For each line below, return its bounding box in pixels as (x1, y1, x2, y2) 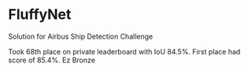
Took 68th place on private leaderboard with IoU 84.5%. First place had (8, 47, 241, 56)
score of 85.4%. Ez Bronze (8, 55, 96, 65)
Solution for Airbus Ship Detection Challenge (8, 32, 154, 41)
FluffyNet (8, 6, 72, 24)
